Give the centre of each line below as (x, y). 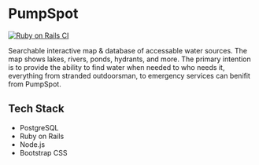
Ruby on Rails (42, 136)
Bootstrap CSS (43, 152)
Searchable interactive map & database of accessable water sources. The (128, 50)
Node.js (32, 144)
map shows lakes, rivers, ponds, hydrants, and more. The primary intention (130, 59)
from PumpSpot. (35, 84)
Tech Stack (36, 109)
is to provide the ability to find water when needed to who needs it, (117, 67)
